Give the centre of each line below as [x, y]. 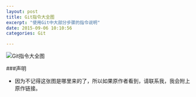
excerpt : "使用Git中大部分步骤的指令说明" [53, 22]
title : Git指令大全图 [30, 17]
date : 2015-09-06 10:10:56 [39, 28]
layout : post [22, 11]
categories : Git [26, 34]
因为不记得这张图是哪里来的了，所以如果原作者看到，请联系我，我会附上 [102, 81]
